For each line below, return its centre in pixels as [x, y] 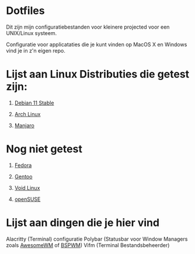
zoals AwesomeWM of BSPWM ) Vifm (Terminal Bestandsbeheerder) [88, 245]
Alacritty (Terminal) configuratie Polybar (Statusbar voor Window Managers [97, 239]
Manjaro [25, 125]
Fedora [23, 165]
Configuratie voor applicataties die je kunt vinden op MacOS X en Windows [97, 44]
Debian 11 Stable [34, 103]
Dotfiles [25, 11]
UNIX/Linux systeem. [32, 33]
